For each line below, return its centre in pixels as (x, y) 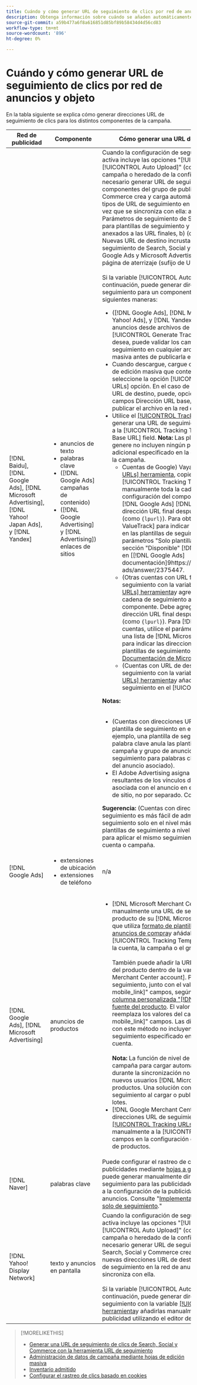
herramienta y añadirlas (134, 1311)
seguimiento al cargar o (145, 1094)
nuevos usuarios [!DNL (144, 1080)
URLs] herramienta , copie (157, 474)
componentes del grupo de (140, 189)
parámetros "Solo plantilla (158, 540)
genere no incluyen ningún (149, 445)
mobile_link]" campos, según (152, 992)
